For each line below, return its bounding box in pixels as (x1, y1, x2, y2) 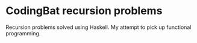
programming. (5, 29, 41, 37)
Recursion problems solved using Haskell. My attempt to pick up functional (5, 24, 192, 31)
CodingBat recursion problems (5, 4, 163, 18)
